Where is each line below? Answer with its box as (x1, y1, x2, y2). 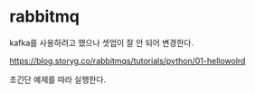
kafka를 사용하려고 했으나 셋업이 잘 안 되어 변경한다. (9, 37, 194, 48)
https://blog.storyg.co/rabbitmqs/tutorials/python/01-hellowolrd (9, 55, 246, 66)
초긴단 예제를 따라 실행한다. (9, 74, 107, 85)
